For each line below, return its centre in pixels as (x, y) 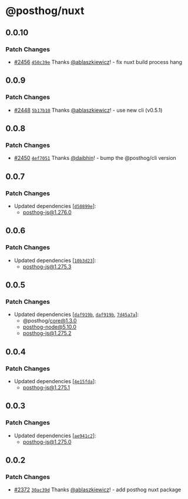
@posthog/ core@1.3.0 (50, 321)
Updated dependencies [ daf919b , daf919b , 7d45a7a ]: (76, 314)
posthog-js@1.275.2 (47, 333)
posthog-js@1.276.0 (47, 212)
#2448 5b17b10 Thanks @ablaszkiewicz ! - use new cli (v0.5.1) (88, 110)
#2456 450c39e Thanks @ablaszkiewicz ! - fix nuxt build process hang (98, 62)
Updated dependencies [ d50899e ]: (55, 206)
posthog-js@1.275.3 (47, 266)
